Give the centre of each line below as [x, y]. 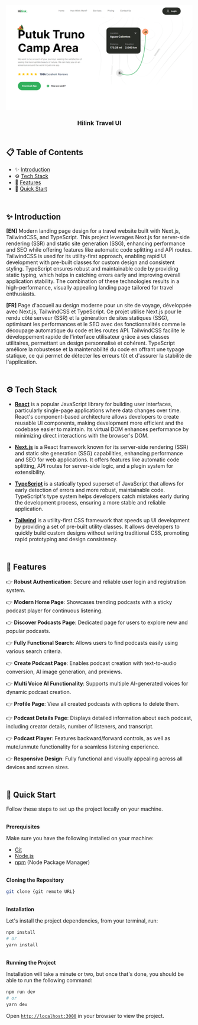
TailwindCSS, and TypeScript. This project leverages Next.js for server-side [98, 237]
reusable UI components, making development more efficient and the [99, 423]
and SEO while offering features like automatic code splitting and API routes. [99, 250]
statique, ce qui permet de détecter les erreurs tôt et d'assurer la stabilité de [99, 356]
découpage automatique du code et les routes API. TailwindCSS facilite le [95, 330]
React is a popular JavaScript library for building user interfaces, [93, 404]
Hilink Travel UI [99, 123]
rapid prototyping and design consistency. [66, 539]
